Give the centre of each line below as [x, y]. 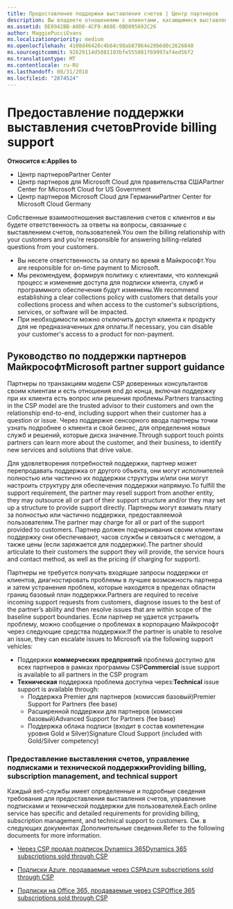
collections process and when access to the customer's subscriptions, [118, 305]
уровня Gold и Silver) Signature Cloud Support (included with [115, 733]
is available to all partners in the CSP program [83, 674]
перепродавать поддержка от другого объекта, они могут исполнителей [115, 471]
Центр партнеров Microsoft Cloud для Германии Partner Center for [114, 197]
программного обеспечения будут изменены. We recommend [108, 290]
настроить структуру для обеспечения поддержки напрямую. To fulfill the [116, 486]
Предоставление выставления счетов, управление [98, 759]
